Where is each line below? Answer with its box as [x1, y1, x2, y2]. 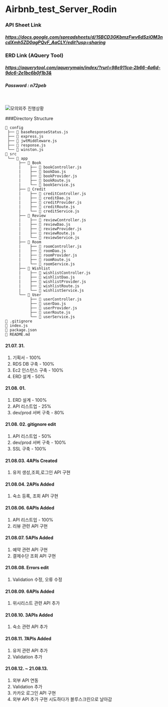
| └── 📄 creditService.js [18, 209, 80, 214]
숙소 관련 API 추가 [12, 624, 48, 630]
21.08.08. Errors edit [5, 565, 49, 571]
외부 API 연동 [12, 677, 39, 683]
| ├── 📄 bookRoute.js [18, 178, 71, 183]
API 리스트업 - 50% [12, 433, 52, 439]
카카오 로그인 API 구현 [12, 690, 56, 696]
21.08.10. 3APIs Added [5, 612, 54, 618]
